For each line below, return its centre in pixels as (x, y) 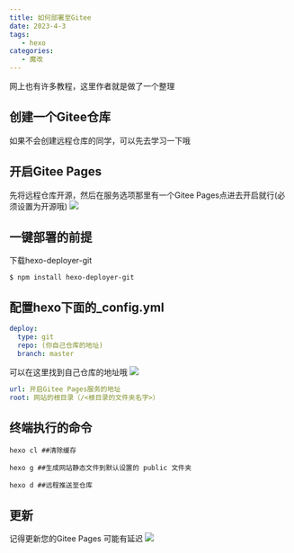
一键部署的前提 (51, 238)
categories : (31, 51)
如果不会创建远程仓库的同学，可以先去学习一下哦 (100, 140)
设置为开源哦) (42, 206)
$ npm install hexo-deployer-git (72, 278)
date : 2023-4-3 (38, 26)
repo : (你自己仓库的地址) (60, 345)
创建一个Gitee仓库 (60, 117)
